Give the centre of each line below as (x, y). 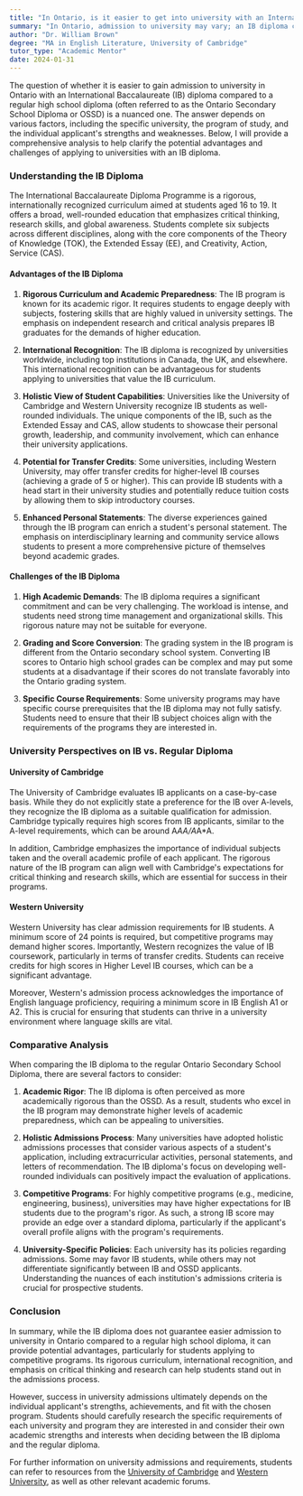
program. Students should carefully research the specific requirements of (146, 1416)
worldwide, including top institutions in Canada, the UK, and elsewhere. (155, 359)
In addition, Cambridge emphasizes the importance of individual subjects (145, 848)
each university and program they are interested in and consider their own (147, 1425)
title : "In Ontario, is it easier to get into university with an (137, 18)
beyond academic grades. (71, 555)
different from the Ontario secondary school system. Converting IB (146, 652)
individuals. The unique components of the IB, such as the (164, 415)
